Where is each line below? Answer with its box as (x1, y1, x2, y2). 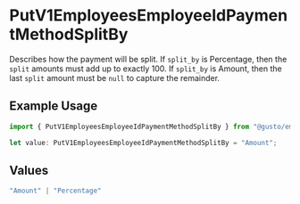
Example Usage (9, 99, 98, 114)
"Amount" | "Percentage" (9, 186, 102, 196)
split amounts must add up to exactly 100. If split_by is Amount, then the (9, 63, 283, 74)
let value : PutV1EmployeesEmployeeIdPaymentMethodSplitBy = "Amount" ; (9, 138, 278, 147)
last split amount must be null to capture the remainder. (9, 72, 221, 83)
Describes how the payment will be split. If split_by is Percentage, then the (9, 53, 287, 64)
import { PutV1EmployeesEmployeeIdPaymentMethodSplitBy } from (9, 122, 250, 131)
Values (9, 162, 49, 178)
